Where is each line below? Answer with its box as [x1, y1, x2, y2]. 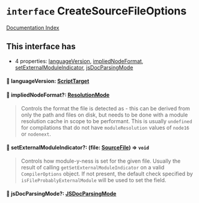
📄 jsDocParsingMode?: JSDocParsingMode [6, 190, 117, 198]
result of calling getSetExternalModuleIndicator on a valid [20, 163, 165, 171]
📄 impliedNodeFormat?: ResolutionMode [6, 91, 110, 98]
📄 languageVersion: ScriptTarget [6, 77, 90, 85]
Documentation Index [6, 24, 60, 31]
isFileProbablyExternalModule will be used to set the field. [20, 176, 167, 184]
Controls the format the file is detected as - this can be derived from [20, 105, 191, 112]
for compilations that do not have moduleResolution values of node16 [20, 124, 189, 131]
